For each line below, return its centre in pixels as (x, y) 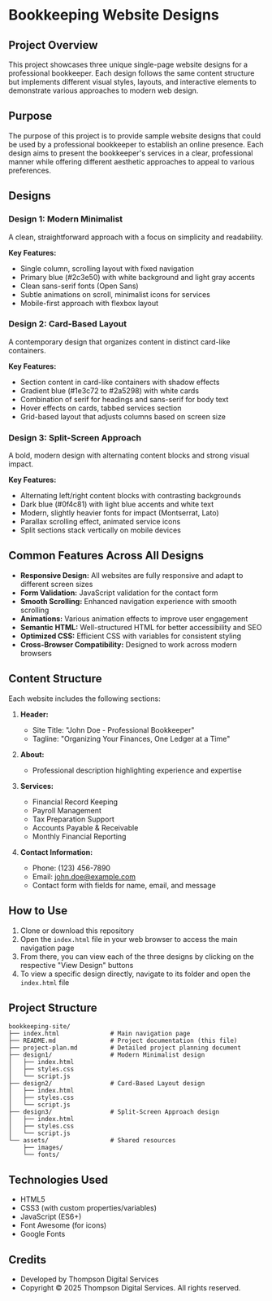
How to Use (38, 911)
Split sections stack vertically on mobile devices (100, 530)
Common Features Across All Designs (106, 556)
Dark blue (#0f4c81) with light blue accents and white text (117, 504)
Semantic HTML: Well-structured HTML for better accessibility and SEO (141, 627)
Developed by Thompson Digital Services (89, 1279)
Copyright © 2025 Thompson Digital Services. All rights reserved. (130, 1287)
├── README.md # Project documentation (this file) (123, 1041)
